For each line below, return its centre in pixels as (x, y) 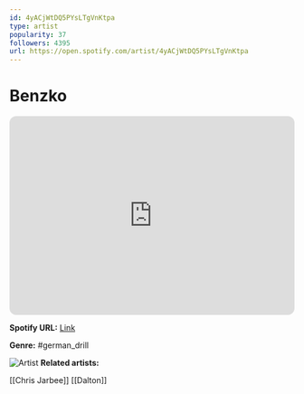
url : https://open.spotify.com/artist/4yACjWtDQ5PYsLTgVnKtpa (129, 52)
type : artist (34, 26)
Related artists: (70, 363)
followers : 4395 (40, 43)
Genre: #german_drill (49, 345)
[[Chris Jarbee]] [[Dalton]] (58, 380)
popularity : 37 (38, 34)
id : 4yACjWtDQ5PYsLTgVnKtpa (62, 18)
